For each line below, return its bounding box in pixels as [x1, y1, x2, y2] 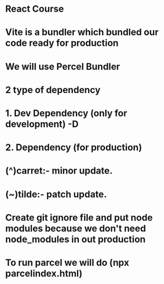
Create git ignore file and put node [5, 211, 153, 223]
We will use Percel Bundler [5, 61, 120, 72]
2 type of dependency [5, 84, 101, 96]
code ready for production [5, 37, 119, 49]
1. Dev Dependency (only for [5, 107, 127, 119]
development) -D [5, 118, 79, 130]
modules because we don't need [5, 223, 146, 234]
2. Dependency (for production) [5, 141, 143, 153]
